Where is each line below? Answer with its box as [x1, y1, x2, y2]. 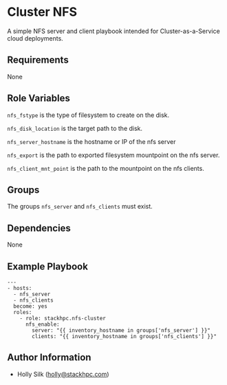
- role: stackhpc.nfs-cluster [19, 315, 107, 322]
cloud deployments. [7, 34, 63, 42]
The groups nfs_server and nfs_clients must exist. [7, 202, 153, 211]
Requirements [7, 54, 69, 66]
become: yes [13, 303, 48, 310]
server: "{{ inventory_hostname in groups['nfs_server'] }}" [32, 327, 211, 334]
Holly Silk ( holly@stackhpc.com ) [17, 370, 109, 378]
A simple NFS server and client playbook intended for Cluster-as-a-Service [7, 27, 220, 35]
